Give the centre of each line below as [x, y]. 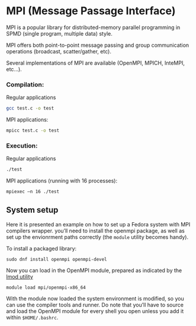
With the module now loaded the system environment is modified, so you [95, 298]
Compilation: [25, 84]
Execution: [22, 145]
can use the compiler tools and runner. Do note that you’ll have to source [95, 305]
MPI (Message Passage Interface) [91, 11]
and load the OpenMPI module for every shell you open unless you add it [95, 311]
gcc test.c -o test [30, 108]
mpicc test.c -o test [33, 131]
